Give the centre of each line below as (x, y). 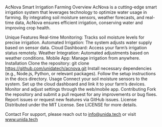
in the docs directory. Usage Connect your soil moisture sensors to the (76, 79)
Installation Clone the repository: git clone (47, 63)
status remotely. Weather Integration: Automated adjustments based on (77, 53)
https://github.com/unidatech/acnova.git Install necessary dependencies (78, 68)
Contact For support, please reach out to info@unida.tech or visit (70, 114)
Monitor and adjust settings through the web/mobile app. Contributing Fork (81, 89)
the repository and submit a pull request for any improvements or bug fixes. (81, 94)
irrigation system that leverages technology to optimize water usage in (76, 12)
